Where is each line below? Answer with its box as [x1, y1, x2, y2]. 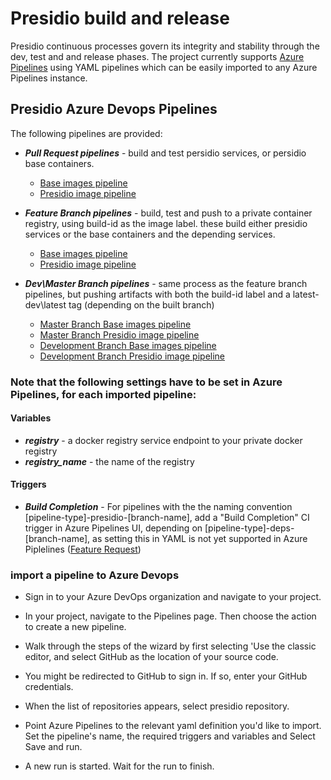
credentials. [24, 681, 74, 693]
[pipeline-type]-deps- [204, 522, 295, 534]
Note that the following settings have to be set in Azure [10, 375, 283, 389]
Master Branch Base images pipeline [39, 318, 192, 330]
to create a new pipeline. [24, 621, 127, 633]
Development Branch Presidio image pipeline [39, 350, 226, 362]
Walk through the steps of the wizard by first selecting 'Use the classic [24, 640, 317, 652]
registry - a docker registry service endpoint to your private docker [24, 434, 303, 446]
